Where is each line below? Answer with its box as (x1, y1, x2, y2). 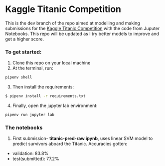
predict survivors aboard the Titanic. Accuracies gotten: (12, 141, 128, 147)
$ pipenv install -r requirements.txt (5, 93, 86, 98)
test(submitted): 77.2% (12, 156, 59, 162)
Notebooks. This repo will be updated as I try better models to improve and (5, 30, 160, 36)
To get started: (5, 48, 42, 55)
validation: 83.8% (12, 150, 49, 156)
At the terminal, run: (12, 65, 53, 71)
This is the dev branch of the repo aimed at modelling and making (5, 20, 141, 26)
